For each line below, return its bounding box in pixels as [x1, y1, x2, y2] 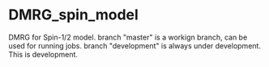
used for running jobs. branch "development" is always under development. [8, 40, 262, 50]
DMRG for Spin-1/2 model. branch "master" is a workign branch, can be [8, 32, 248, 42]
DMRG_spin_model [8, 6, 139, 24]
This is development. [8, 49, 79, 59]
